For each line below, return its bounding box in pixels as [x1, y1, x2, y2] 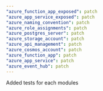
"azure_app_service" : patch [6, 58, 74, 63]
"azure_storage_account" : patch [6, 36, 84, 42]
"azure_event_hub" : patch [6, 63, 69, 69]
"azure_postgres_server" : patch [6, 31, 84, 36]
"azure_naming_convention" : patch [6, 19, 90, 25]
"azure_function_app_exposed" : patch [6, 8, 98, 15]
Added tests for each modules [6, 79, 79, 86]
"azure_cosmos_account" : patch [6, 47, 82, 53]
